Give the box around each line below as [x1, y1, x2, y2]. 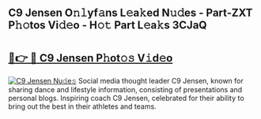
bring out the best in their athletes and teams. [8, 102, 157, 111]
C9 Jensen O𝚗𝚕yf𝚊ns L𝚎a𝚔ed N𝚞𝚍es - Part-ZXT [8, 6, 253, 20]
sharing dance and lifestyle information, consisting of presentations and [8, 85, 243, 94]
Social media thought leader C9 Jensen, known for [78, 76, 244, 85]
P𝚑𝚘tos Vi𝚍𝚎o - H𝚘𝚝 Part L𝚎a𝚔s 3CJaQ [8, 19, 207, 32]
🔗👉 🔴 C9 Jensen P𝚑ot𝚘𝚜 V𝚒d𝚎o [8, 51, 173, 65]
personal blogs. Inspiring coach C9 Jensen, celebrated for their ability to [8, 94, 244, 102]
